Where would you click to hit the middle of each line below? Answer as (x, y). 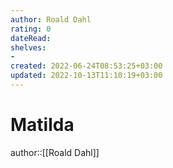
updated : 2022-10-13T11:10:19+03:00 (86, 76)
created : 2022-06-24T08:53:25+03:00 (86, 66)
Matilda (42, 125)
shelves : (28, 47)
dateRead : (31, 38)
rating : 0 (31, 29)
